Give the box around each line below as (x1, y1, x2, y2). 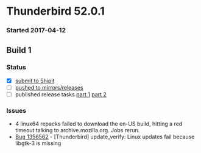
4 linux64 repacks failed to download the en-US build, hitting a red (15, 120, 183, 127)
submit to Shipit (15, 77, 55, 84)
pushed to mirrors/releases (15, 84, 83, 91)
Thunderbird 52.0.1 (6, 4, 105, 18)
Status (6, 63, 26, 71)
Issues (6, 106, 27, 115)
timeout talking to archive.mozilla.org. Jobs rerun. (15, 127, 140, 134)
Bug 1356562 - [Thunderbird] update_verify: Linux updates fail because (15, 133, 195, 141)
